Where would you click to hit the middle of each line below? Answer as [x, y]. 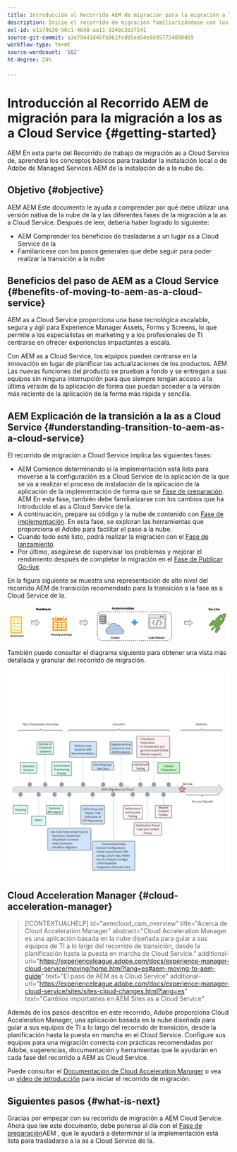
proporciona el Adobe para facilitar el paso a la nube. [95, 529]
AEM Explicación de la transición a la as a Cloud [114, 416]
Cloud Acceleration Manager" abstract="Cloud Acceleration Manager [126, 931]
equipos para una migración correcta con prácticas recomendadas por [110, 1043]
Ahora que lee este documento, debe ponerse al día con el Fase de [105, 1126]
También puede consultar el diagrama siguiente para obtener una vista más [117, 652]
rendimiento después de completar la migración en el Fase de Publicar [120, 559]
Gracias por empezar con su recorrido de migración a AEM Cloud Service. [115, 1118]
